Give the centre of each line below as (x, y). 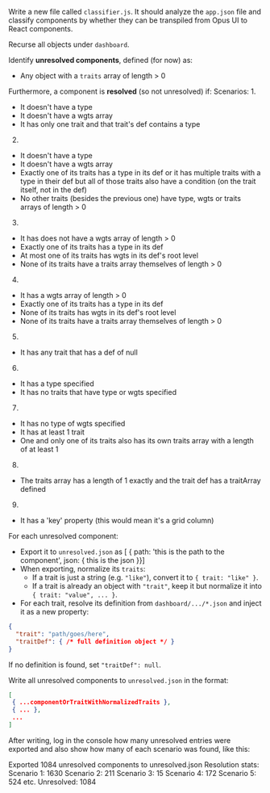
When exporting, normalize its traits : (83, 569)
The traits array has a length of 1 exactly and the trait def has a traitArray (140, 480)
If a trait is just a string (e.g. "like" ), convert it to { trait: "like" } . (145, 577)
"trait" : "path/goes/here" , (63, 634)
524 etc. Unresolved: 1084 (52, 782)
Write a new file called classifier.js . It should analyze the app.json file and (135, 12)
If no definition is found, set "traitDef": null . (85, 665)
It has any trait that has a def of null (79, 352)
